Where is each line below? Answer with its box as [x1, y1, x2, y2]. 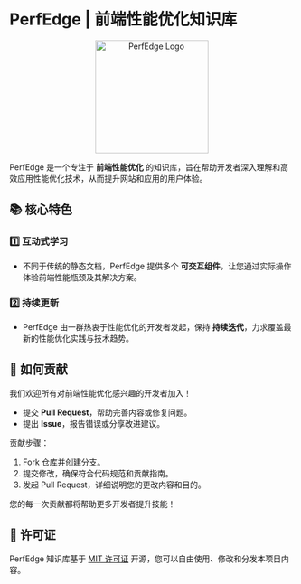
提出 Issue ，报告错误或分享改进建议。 [22, 418, 165, 429]
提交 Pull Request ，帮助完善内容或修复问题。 [22, 407, 193, 418]
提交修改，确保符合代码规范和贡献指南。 [22, 467, 174, 478]
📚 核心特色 [9, 202, 73, 218]
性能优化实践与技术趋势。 [38, 333, 134, 344]
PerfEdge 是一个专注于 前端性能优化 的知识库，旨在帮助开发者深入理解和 [9, 161, 281, 173]
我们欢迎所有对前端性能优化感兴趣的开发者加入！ [9, 387, 192, 399]
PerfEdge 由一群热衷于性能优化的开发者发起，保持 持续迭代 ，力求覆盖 [22, 321, 285, 332]
